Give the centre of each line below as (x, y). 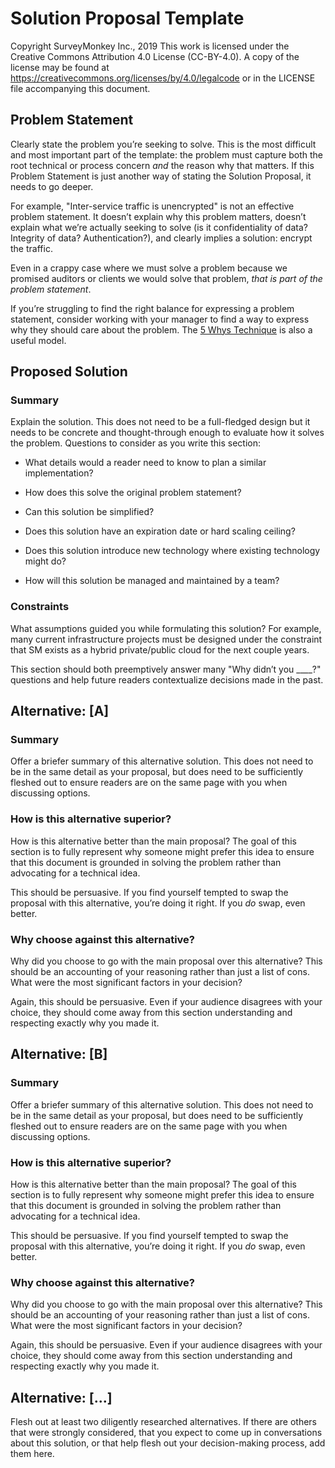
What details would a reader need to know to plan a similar (145, 463)
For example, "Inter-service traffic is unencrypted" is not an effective (152, 206)
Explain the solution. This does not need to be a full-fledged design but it (160, 422)
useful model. (38, 340)
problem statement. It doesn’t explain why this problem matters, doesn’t (158, 216)
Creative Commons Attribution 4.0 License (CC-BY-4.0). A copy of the (155, 56)
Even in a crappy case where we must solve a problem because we (149, 268)
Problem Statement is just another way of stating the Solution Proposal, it (161, 176)
